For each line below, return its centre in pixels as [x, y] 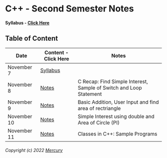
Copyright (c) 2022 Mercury [34, 151]
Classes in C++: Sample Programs [118, 134]
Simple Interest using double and [116, 116]
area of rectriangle [99, 108]
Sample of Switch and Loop [110, 88]
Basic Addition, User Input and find [118, 102]
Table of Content [32, 39]
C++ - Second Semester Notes [70, 9]
